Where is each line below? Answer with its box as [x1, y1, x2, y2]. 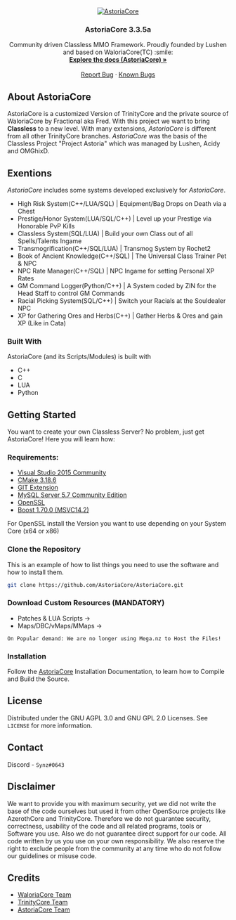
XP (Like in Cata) [17, 318, 67, 327]
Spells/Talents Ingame [17, 236, 82, 245]
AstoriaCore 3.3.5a [84, 25, 152, 34]
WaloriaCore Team [17, 890, 72, 899]
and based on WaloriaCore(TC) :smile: [63, 48, 173, 56]
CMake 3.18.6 [17, 476, 57, 484]
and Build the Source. [7, 675, 70, 683]
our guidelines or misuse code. [7, 851, 97, 860]
